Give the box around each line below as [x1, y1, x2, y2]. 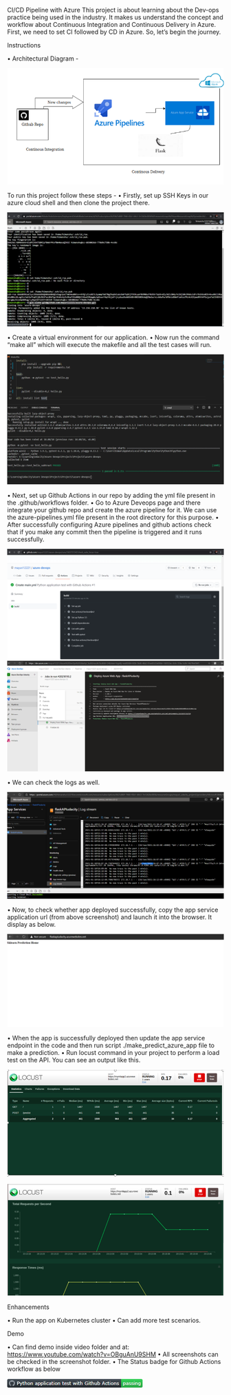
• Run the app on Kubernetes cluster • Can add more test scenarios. [7, 1317, 201, 1325]
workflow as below [7, 1365, 60, 1373]
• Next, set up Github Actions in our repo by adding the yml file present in [7, 492, 215, 500]
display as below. [7, 920, 56, 928]
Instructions [7, 41, 41, 49]
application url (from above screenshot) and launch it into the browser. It [7, 912, 212, 921]
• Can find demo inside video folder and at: [7, 1343, 129, 1352]
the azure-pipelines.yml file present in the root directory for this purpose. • [7, 513, 219, 522]
